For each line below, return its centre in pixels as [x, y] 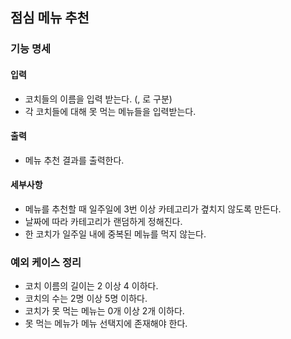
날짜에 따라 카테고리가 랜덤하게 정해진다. [103, 221]
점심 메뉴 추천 [50, 18]
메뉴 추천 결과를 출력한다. [74, 160]
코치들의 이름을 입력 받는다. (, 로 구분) [98, 99]
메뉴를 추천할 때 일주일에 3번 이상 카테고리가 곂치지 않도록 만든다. [153, 209]
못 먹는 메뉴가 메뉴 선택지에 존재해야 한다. [106, 324]
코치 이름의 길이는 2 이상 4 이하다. [91, 286]
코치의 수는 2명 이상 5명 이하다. [86, 299]
